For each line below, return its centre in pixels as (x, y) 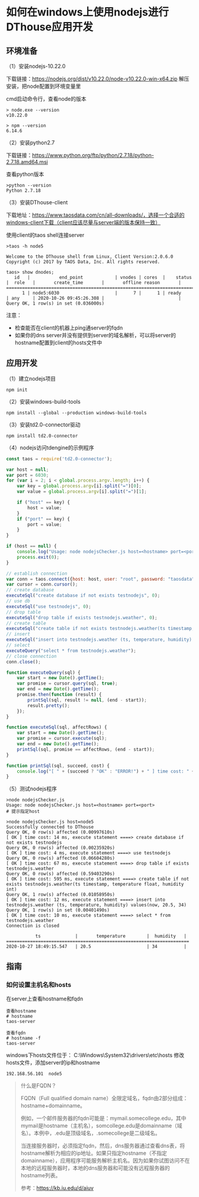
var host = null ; (28, 470)
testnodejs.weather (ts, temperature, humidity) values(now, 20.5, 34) (96, 905)
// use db (18, 601)
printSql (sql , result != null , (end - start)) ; (87, 700)
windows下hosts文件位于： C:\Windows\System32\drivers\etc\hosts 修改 (95, 1055)
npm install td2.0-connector (42, 436)
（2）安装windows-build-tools (44, 401)
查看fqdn (16, 1033)
